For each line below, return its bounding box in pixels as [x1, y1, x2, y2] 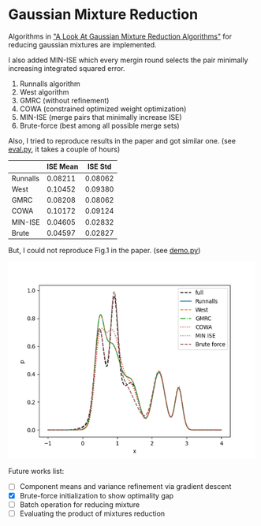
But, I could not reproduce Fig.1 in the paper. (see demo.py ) [8, 246, 201, 256]
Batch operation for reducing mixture [19, 499, 140, 509]
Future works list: [8, 467, 65, 476]
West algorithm [19, 87, 69, 96]
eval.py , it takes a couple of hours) [8, 144, 121, 154]
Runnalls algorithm [19, 79, 80, 88]
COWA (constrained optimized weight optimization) [19, 104, 187, 114]
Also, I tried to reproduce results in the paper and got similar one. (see [8, 136, 237, 145]
